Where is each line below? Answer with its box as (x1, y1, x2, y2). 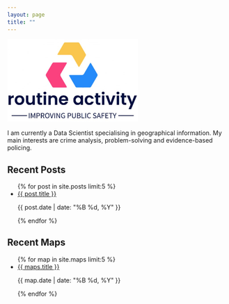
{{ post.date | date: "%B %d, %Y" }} (17, 202, 121, 211)
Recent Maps (7, 237, 66, 248)
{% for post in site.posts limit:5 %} (17, 182, 116, 191)
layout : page (7, 11, 45, 18)
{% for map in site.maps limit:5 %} (17, 255, 116, 264)
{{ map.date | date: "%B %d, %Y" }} (17, 275, 121, 285)
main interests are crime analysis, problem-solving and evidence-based (7, 136, 214, 145)
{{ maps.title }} (17, 262, 60, 271)
